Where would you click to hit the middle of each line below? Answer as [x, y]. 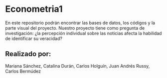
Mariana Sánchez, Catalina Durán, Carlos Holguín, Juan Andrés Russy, [78, 66]
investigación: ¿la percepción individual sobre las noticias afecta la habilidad [83, 33]
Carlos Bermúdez [23, 71]
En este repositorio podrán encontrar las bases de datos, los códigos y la [80, 23]
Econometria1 [34, 9]
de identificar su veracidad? [34, 39]
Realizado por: [28, 54]
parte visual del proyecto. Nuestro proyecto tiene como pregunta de [75, 28]
